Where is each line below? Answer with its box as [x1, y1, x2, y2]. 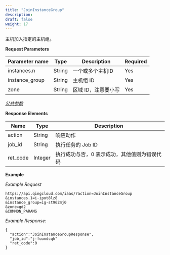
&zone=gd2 [5, 205, 26, 210]
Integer [33, 155, 51, 162]
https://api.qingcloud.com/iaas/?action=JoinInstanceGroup [5, 191, 133, 196]
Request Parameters [5, 46, 50, 52]
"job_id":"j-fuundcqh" [10, 236, 58, 241]
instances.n [8, 67, 35, 74]
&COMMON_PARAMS [5, 209, 37, 214]
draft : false [5, 17, 33, 22]
